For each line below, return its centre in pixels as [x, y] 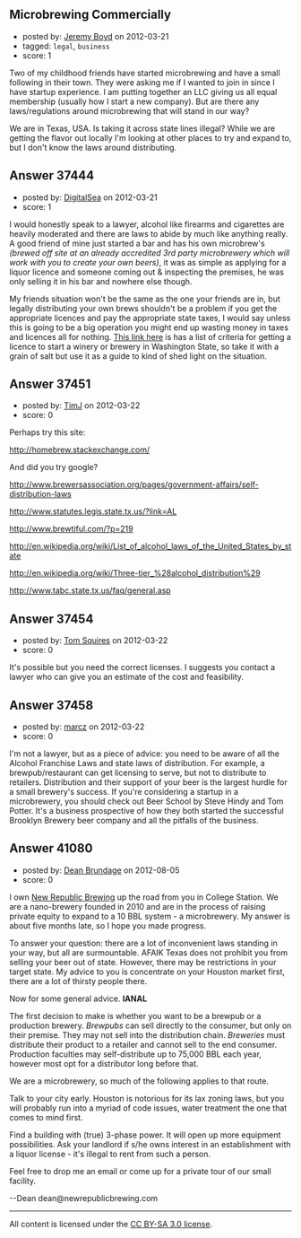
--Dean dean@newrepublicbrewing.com [84, 1198]
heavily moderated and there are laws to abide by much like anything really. [149, 233]
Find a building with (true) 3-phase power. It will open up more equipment [145, 1135]
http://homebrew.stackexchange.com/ [80, 450]
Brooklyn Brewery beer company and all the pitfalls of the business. [134, 821]
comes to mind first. [46, 1117]
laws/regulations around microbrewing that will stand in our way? [129, 110]
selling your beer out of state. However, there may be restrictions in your [143, 962]
